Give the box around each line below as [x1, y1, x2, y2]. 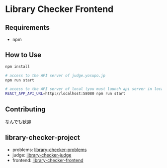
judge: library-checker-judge [12, 152, 72, 158]
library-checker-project [5, 133, 81, 142]
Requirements [5, 23, 50, 32]
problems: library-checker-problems [12, 147, 87, 153]
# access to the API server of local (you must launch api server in [5, 86, 153, 91]
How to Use [5, 51, 42, 59]
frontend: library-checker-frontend [12, 157, 83, 163]
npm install [5, 64, 30, 69]
